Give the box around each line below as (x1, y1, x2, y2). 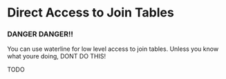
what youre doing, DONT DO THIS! (7, 52, 106, 60)
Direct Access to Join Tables (7, 5, 174, 21)
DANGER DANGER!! (7, 30, 74, 39)
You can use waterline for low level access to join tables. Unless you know (7, 45, 219, 53)
